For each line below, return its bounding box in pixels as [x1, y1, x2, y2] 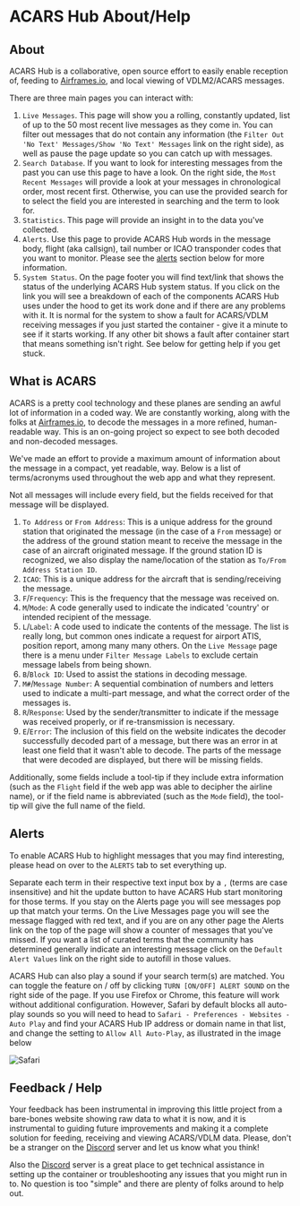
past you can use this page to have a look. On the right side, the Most [21, 168, 277, 177]
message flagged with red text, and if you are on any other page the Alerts [9, 915, 285, 926]
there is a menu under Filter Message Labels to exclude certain [21, 650, 259, 660]
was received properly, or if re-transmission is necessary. [21, 716, 236, 727]
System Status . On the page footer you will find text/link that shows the [21, 271, 284, 282]
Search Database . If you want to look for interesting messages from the [21, 158, 283, 168]
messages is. [21, 697, 72, 708]
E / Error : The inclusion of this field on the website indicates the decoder [21, 726, 287, 737]
